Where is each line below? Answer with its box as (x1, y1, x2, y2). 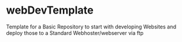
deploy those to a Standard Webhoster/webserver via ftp (6, 29, 144, 36)
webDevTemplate (6, 4, 94, 17)
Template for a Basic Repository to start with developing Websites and (6, 23, 177, 30)
